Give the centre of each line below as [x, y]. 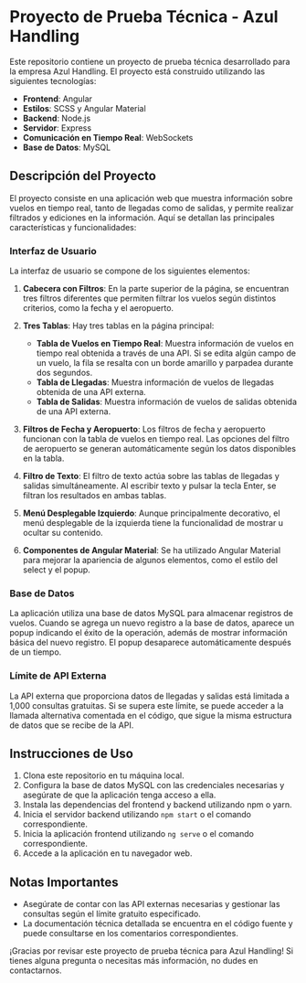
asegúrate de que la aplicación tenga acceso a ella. [119, 795]
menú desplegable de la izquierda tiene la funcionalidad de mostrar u [153, 523]
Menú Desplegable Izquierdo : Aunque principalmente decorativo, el [151, 513]
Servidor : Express [57, 128]
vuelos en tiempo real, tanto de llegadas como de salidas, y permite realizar [152, 208]
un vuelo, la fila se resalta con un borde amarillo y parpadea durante [165, 363]
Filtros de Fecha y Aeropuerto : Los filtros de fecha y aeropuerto [144, 429]
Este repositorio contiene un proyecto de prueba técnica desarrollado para [150, 61]
